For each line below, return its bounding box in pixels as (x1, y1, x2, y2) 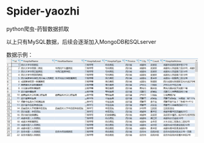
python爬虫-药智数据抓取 (6, 25, 69, 32)
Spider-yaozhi (6, 4, 80, 18)
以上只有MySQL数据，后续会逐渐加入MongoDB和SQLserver (6, 38, 157, 45)
